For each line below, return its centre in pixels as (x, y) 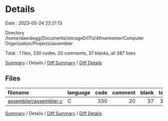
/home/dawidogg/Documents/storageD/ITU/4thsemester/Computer (74, 38)
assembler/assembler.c (35, 101)
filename (18, 92)
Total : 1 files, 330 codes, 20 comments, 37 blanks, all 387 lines (70, 53)
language (79, 92)
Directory (15, 32)
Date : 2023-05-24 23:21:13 (34, 23)
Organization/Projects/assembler (39, 43)
